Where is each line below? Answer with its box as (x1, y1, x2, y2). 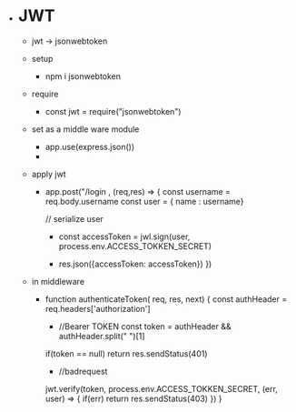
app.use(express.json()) (44, 141, 135, 152)
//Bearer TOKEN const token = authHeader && (58, 320, 232, 332)
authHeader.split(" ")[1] (58, 330, 145, 341)
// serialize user (44, 213, 104, 224)
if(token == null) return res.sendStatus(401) (44, 347, 208, 359)
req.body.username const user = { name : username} (44, 196, 244, 206)
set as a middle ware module (31, 124, 140, 135)
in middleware (31, 276, 84, 286)
